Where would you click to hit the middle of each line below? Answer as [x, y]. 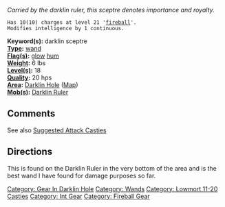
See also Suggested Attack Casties [57, 130]
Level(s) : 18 [24, 70]
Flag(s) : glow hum [33, 56]
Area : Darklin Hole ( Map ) [43, 85]
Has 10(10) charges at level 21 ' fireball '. [72, 23]
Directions [30, 152]
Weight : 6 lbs [26, 63]
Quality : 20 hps [30, 77]
